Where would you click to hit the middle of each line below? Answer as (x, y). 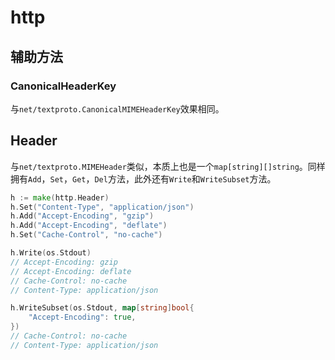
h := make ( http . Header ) (60, 197)
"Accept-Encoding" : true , (82, 317)
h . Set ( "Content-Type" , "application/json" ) (102, 207)
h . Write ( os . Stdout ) (51, 253)
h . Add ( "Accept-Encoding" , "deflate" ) (89, 226)
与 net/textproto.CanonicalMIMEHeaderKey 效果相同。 (117, 108)
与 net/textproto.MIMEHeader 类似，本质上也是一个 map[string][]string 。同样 (168, 166)
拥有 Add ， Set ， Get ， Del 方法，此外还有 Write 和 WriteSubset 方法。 (143, 178)
